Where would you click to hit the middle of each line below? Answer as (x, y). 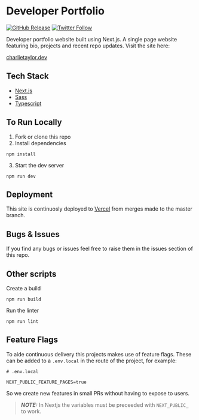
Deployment (30, 194)
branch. (16, 215)
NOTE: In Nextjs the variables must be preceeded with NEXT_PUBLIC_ (105, 405)
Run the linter (23, 310)
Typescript (28, 103)
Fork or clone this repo (43, 137)
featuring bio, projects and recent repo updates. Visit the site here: (88, 46)
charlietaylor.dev (27, 57)
